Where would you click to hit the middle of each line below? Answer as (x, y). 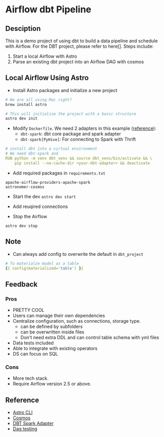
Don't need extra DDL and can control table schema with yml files (90, 338)
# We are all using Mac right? (39, 100)
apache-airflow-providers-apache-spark (48, 182)
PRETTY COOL (28, 310)
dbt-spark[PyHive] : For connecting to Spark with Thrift (78, 139)
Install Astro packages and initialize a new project (65, 90)
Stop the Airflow (30, 216)
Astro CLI (23, 412)
